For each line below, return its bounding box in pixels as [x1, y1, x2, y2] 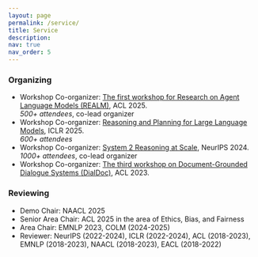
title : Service [8, 26, 59, 34]
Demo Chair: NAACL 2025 [19, 206, 105, 215]
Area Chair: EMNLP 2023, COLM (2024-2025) [19, 222, 170, 232]
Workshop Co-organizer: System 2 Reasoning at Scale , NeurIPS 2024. [19, 143, 249, 153]
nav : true [8, 41, 41, 49]
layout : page [8, 11, 51, 20]
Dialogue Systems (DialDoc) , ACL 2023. [19, 168, 150, 178]
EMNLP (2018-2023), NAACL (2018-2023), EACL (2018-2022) [19, 239, 222, 249]
